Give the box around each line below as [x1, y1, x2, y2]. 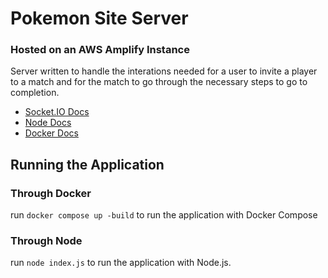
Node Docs [24, 117, 72, 129]
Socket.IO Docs [24, 106, 90, 118]
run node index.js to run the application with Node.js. [10, 257, 232, 269]
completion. [10, 87, 60, 99]
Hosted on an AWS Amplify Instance [10, 43, 190, 57]
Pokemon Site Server [10, 7, 189, 30]
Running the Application [10, 156, 165, 173]
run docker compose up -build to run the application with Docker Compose [10, 209, 318, 221]
